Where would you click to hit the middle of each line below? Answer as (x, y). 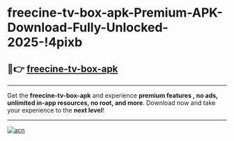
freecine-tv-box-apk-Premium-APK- (115, 13)
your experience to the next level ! (56, 110)
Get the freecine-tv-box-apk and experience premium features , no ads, (112, 96)
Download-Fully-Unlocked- (88, 27)
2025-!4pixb (45, 42)
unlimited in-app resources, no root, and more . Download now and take (111, 103)
